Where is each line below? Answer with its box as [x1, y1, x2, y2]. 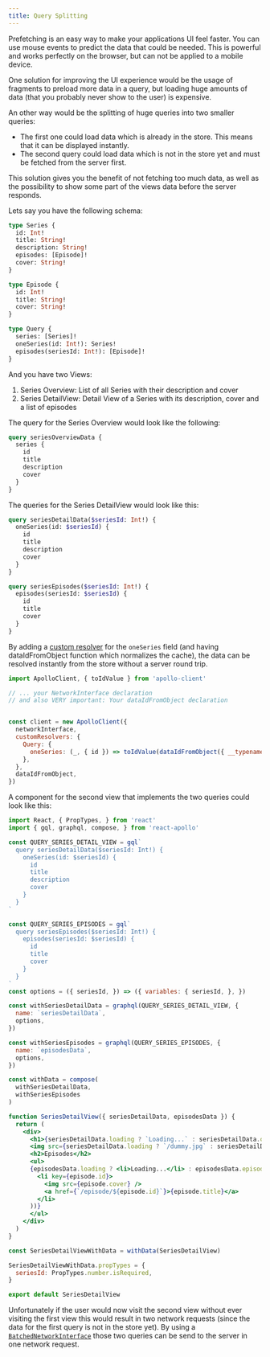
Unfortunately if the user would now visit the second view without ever [8, 1306, 243, 1315]
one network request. [8, 1339, 80, 1349]
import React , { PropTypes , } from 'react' [8, 817, 157, 825]
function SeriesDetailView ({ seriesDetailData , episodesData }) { [8, 1113, 235, 1121]
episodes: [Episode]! [15, 251, 88, 260]
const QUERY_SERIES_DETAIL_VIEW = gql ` [8, 838, 142, 847]
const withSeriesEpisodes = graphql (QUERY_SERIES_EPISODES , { [8, 1039, 221, 1047]
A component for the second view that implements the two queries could [8, 793, 250, 802]
